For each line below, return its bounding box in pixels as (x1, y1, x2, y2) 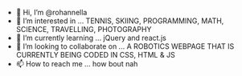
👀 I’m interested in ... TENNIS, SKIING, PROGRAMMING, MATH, (15, 16, 224, 26)
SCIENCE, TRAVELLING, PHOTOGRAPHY (15, 25, 152, 34)
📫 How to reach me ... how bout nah (15, 59, 138, 68)
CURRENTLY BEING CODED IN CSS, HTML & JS (15, 50, 175, 59)
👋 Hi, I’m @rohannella (15, 8, 88, 17)
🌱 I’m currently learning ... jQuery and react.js (15, 33, 166, 42)
